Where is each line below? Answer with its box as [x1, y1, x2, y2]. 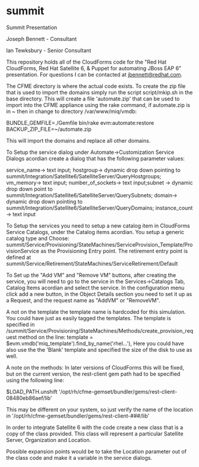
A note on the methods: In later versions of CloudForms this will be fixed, [6, 364, 184, 371]
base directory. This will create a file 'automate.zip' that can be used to [6, 95, 180, 102]
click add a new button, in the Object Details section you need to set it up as [6, 290, 192, 298]
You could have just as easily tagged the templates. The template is [6, 314, 171, 321]
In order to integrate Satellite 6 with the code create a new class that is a [6, 424, 183, 431]
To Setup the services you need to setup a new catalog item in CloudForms [6, 222, 190, 229]
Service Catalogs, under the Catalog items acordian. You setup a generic [6, 228, 185, 235]
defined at [6, 254, 31, 261]
